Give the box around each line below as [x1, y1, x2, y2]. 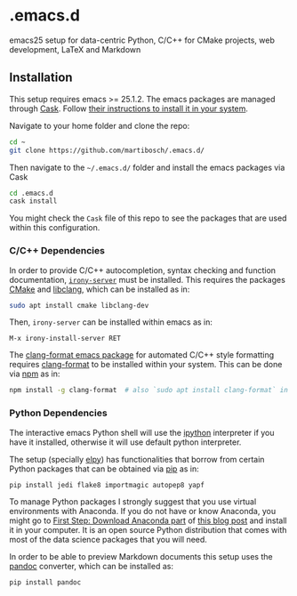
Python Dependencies [9, 407, 108, 419]
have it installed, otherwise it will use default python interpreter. [9, 437, 242, 447]
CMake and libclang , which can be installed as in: [9, 284, 190, 294]
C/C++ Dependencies [9, 245, 105, 257]
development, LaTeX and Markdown [9, 44, 141, 54]
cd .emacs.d [9, 189, 53, 197]
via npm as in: [9, 368, 60, 379]
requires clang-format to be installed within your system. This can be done [9, 359, 283, 370]
